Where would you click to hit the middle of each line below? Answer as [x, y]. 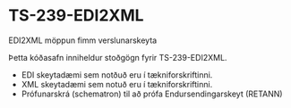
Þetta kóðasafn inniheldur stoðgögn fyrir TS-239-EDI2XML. [118, 57]
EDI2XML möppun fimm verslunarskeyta [83, 40]
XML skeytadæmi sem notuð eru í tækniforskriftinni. [117, 84]
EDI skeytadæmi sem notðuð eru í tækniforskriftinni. [117, 75]
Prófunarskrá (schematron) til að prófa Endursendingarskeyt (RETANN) [152, 94]
